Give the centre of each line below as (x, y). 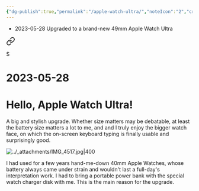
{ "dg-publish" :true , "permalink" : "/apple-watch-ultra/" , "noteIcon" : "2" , (96, 12)
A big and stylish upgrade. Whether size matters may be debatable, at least (98, 121)
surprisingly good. (28, 140)
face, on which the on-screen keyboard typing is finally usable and (88, 134)
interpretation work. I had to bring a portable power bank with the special (95, 176)
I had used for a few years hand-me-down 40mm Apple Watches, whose (95, 163)
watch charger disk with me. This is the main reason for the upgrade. (90, 182)
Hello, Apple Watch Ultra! (70, 105)
